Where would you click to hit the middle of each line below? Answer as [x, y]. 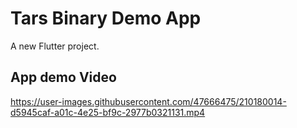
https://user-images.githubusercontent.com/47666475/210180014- [148, 101]
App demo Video [63, 77]
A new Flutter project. [55, 46]
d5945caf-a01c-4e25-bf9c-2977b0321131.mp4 [108, 112]
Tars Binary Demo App [106, 18]
